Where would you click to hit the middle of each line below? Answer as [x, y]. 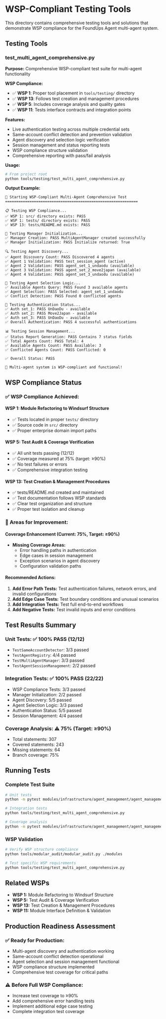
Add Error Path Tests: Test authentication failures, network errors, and [84, 588]
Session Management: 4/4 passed [47, 716]
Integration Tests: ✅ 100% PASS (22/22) [54, 679]
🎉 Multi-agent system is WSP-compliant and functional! [64, 367]
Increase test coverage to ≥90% [45, 996]
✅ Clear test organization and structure [52, 504]
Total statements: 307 [34, 739]
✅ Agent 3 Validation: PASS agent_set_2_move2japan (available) [73, 270]
